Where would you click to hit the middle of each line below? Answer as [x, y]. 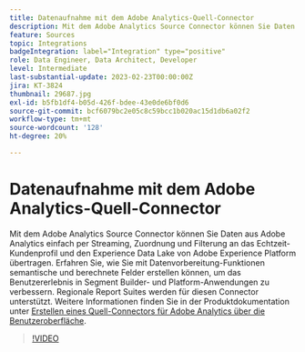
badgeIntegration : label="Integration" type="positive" [117, 52]
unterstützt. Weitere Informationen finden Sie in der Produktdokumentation [149, 301]
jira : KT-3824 [36, 85]
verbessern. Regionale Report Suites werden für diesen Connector [134, 291]
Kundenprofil [34, 253]
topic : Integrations [49, 43]
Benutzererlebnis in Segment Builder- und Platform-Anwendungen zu [140, 282]
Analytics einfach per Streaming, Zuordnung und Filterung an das [132, 243]
